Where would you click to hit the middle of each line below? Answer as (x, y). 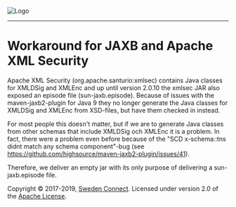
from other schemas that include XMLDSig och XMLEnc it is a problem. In (113, 131)
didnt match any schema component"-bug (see (76, 146)
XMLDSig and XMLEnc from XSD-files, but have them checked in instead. (114, 110)
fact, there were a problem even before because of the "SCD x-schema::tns (117, 139)
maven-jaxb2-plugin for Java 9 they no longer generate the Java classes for (118, 103)
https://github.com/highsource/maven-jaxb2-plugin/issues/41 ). (98, 153)
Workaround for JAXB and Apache (110, 46)
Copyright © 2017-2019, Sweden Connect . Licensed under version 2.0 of (113, 188)
